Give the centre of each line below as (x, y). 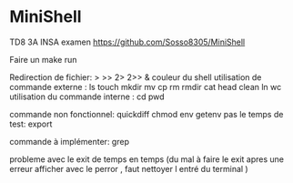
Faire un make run (43, 59)
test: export (31, 124)
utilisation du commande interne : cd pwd (87, 97)
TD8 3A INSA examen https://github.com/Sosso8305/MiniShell (127, 42)
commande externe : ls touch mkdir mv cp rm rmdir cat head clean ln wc (146, 86)
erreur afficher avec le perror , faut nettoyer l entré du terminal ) (129, 168)
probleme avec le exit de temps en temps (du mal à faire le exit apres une (147, 159)
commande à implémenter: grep (70, 141)
